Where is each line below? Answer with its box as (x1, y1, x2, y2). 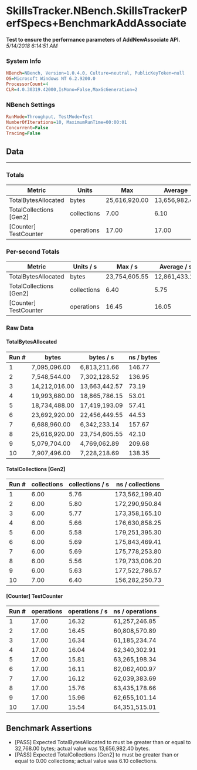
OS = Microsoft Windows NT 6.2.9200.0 (6, 76, 96, 82)
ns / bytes (128, 354, 158, 362)
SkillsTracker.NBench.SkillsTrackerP (6, 4, 188, 18)
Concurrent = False (6, 125, 49, 130)
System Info (6, 57, 42, 65)
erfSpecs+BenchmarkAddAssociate (6, 16, 186, 30)
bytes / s (89, 354, 114, 362)
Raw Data (6, 324, 34, 332)
